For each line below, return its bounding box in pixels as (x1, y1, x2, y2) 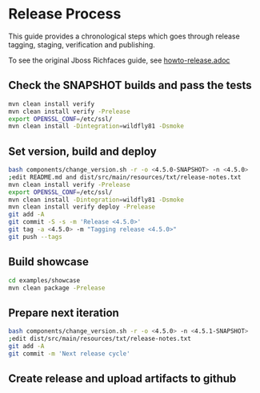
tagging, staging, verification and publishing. (8, 39, 156, 49)
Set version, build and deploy (8, 144, 158, 158)
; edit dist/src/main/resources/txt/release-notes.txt (8, 334, 192, 343)
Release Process (8, 5, 122, 23)
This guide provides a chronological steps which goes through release (8, 31, 240, 41)
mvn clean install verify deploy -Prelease (8, 203, 156, 211)
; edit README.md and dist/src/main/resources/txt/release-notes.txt (8, 173, 242, 181)
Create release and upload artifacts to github (8, 372, 237, 386)
